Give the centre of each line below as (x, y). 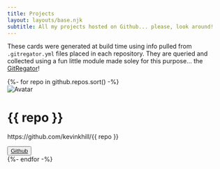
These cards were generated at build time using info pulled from (100, 47)
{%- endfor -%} (30, 159)
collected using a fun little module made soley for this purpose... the (105, 61)
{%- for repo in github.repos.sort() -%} (63, 82)
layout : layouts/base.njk (45, 20)
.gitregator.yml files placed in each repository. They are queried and (108, 54)
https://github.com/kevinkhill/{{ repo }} (63, 137)
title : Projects (31, 14)
